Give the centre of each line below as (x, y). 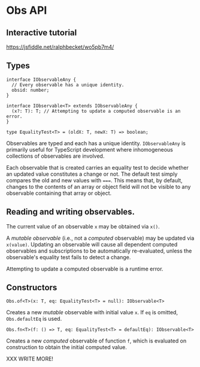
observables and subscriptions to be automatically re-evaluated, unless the (99, 251)
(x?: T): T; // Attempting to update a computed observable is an (96, 111)
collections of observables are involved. (55, 156)
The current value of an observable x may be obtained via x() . (83, 226)
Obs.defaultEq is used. (34, 319)
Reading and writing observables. (71, 212)
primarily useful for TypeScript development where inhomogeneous (90, 149)
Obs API (27, 10)
